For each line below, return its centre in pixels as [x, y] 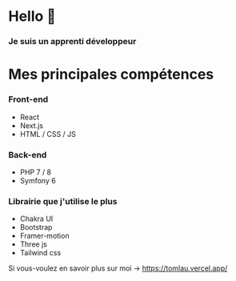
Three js [34, 244]
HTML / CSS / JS [48, 134]
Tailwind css [40, 253]
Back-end [28, 155]
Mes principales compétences [111, 74]
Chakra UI [36, 219]
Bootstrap [36, 227]
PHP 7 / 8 [36, 172]
